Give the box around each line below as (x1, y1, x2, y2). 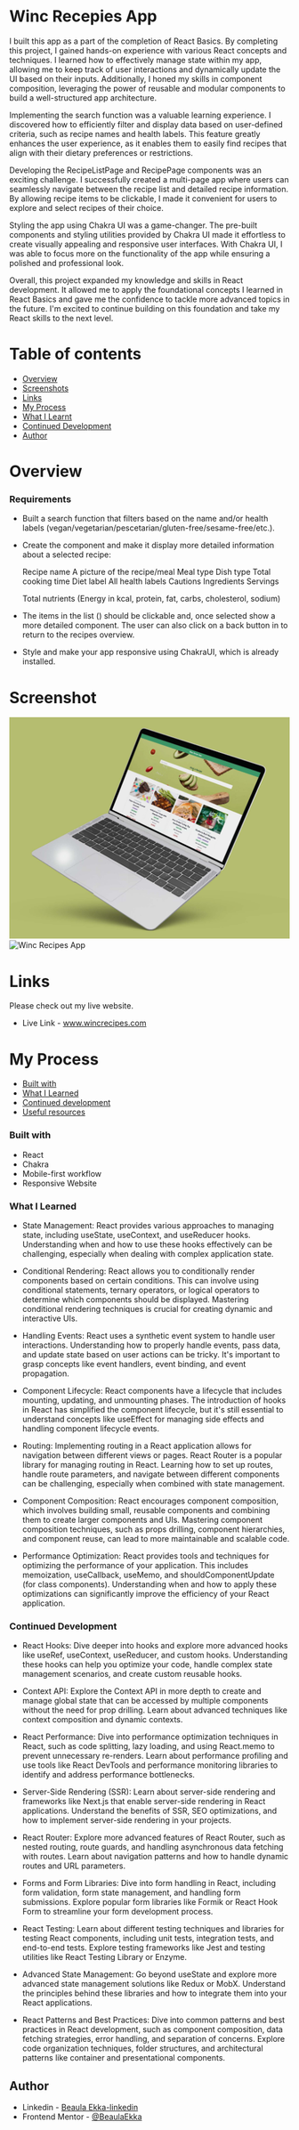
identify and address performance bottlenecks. (21, 1770, 196, 1780)
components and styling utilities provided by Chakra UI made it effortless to (9, 229, 287, 239)
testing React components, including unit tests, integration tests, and (21, 1933, 274, 1944)
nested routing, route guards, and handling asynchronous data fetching (21, 1842, 284, 1852)
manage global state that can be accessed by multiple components (21, 1696, 269, 1706)
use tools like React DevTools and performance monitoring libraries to (21, 1760, 279, 1770)
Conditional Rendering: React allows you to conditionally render (21, 1266, 255, 1276)
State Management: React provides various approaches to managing (21, 1219, 274, 1230)
